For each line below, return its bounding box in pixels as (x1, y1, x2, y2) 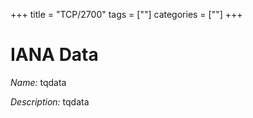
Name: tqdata (10, 76, 67, 88)
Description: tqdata (10, 95, 90, 108)
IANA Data (10, 44, 99, 66)
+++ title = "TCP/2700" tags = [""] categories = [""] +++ (10, 9, 243, 20)
